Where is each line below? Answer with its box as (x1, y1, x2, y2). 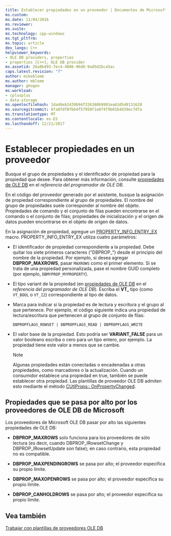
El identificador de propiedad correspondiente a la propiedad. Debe (12, 244, 155, 250)
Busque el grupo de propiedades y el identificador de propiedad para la (5, 171, 155, 177)
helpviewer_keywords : (5, 50, 51, 55)
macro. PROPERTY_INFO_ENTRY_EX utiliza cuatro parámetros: (5, 234, 137, 240)
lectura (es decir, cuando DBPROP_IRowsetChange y (12, 440, 124, 446)
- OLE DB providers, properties (5, 55, 74, 60)
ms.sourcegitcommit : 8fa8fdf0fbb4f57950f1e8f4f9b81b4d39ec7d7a (5, 107, 142, 112)
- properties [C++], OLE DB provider (5, 60, 85, 65)
